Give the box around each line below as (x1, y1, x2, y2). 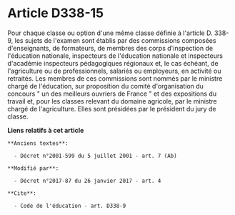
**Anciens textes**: (7, 139, 69, 147)
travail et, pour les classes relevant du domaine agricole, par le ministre (7, 96, 217, 105)
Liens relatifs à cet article (7, 126, 84, 134)
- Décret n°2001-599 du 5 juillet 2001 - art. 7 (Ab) (14, 152, 177, 159)
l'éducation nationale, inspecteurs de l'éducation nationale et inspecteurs (7, 51, 224, 60)
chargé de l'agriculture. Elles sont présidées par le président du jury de (7, 104, 216, 113)
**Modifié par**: (7, 164, 59, 172)
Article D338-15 (7, 5, 104, 21)
